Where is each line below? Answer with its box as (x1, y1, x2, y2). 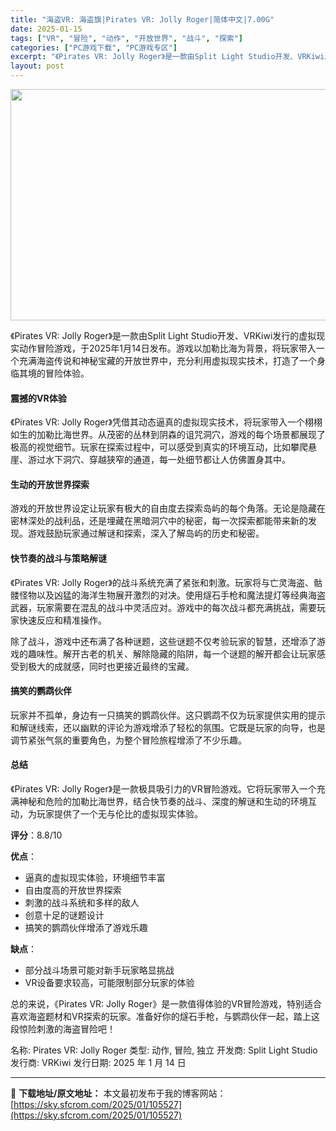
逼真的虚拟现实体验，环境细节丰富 (24, 872, 166, 884)
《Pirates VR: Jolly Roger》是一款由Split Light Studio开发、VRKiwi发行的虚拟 (10, 330, 317, 341)
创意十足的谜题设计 (24, 909, 105, 921)
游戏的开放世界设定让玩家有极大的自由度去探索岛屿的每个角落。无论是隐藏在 (10, 502, 326, 515)
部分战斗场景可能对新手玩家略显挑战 (24, 964, 175, 976)
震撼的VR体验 (10, 392, 67, 404)
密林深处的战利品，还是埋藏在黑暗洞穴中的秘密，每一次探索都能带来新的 (10, 515, 308, 527)
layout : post (10, 61, 65, 71)
